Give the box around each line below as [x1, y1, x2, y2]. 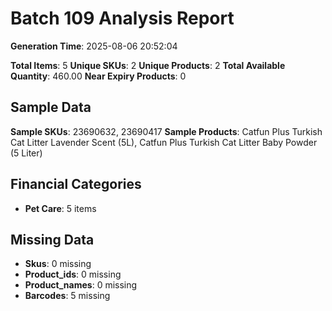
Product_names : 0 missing [24, 279, 138, 291]
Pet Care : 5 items [24, 202, 97, 214]
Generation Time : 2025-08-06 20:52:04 [10, 40, 178, 52]
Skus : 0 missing [24, 258, 92, 270]
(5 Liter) [10, 147, 43, 159]
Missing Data [10, 231, 95, 248]
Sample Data [10, 99, 92, 116]
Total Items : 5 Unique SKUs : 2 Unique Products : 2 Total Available [10, 59, 286, 71]
